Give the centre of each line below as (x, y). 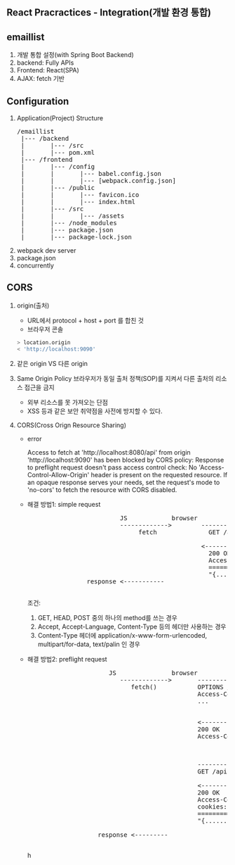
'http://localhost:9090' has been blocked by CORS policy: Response (126, 460)
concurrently (35, 265)
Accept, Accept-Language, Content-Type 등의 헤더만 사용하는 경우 (132, 626)
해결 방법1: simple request (64, 504)
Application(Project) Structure (60, 118)
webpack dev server (46, 251)
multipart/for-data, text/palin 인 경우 (89, 644)
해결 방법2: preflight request (67, 659)
